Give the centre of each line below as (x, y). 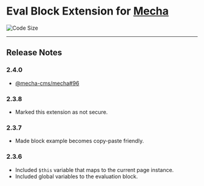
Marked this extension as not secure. (61, 112)
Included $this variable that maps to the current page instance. (94, 170)
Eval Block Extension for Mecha (87, 11)
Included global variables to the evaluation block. (76, 176)
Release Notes (34, 53)
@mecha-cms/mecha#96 (47, 83)
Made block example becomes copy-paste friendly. (80, 141)
